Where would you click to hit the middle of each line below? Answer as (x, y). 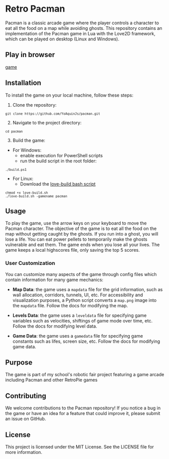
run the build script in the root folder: (58, 161)
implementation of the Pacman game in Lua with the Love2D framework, (80, 33)
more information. (24, 452)
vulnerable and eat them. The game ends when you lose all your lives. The (82, 245)
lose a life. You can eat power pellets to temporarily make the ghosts (76, 239)
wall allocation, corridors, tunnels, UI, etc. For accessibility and (78, 295)
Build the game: (29, 140)
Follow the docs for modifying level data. (55, 326)
